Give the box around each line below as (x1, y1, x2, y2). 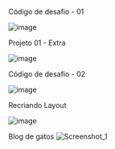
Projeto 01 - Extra (8, 38, 66, 48)
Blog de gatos (8, 132, 55, 141)
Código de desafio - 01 (8, 7, 84, 16)
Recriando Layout (8, 101, 67, 110)
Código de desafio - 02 (8, 69, 86, 79)
